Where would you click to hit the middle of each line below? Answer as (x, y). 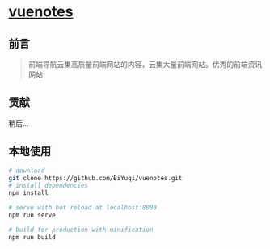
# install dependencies (49, 186)
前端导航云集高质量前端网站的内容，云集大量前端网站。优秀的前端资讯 (145, 64)
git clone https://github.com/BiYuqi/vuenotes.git (95, 178)
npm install (28, 193)
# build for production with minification (81, 230)
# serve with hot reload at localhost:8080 (83, 208)
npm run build (32, 237)
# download (27, 171)
